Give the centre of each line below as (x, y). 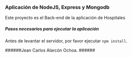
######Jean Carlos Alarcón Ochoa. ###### (50, 50)
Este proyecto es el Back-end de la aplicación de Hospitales (65, 18)
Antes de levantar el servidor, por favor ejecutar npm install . (66, 41)
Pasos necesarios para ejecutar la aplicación (52, 28)
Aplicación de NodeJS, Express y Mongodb (57, 7)
